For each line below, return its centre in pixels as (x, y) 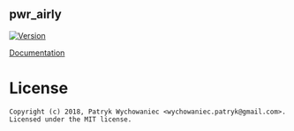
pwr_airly (35, 15)
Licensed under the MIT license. (71, 119)
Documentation (37, 53)
